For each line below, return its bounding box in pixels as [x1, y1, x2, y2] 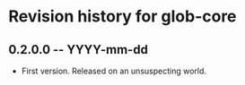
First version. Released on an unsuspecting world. [21, 65, 207, 76]
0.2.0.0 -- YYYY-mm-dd [8, 42, 149, 57]
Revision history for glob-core [8, 6, 237, 27]
